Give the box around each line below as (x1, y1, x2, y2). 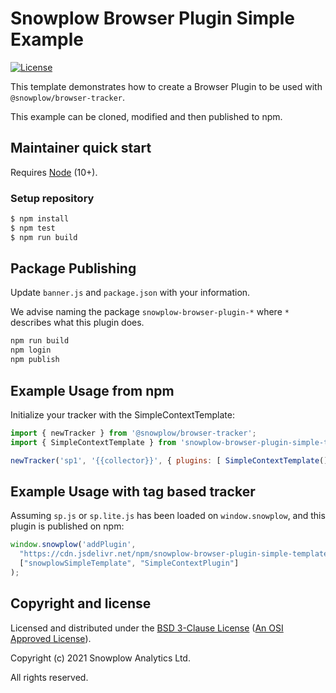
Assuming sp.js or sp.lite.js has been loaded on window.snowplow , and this (10, 510, 326, 522)
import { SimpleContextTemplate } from (10, 437, 177, 447)
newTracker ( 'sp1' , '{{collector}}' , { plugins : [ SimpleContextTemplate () (10, 455, 329, 466)
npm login (10, 345, 52, 356)
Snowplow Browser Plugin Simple (10, 7, 295, 30)
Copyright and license (10, 595, 152, 612)
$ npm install (10, 214, 70, 224)
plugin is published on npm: (10, 520, 125, 532)
